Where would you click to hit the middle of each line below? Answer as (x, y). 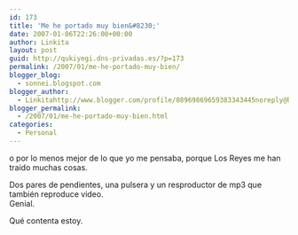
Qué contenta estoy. (46, 220)
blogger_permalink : (45, 108)
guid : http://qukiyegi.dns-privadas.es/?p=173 (97, 59)
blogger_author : (39, 91)
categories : (31, 125)
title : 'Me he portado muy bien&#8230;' (85, 26)
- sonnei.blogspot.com (59, 83)
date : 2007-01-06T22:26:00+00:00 (71, 34)
